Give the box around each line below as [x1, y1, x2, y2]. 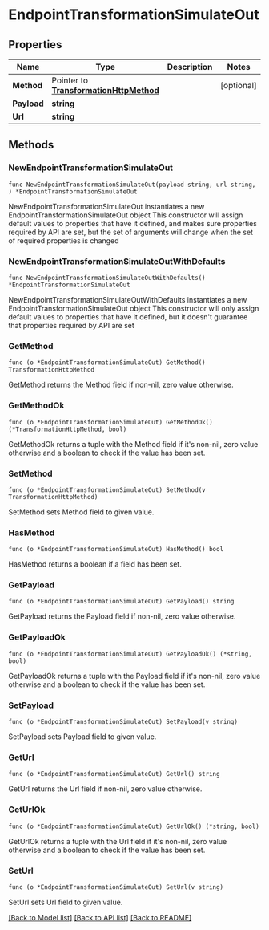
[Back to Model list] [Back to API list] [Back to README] [8, 912, 192, 922]
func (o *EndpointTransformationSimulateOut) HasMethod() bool [8, 546, 224, 554]
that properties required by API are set [8, 320, 134, 330]
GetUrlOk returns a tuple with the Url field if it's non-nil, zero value [8, 836, 227, 846]
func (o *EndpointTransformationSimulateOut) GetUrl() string [8, 770, 220, 778]
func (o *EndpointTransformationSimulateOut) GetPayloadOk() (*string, [8, 650, 252, 658]
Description [167, 62, 213, 72]
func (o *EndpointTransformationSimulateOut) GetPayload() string [8, 598, 235, 606]
